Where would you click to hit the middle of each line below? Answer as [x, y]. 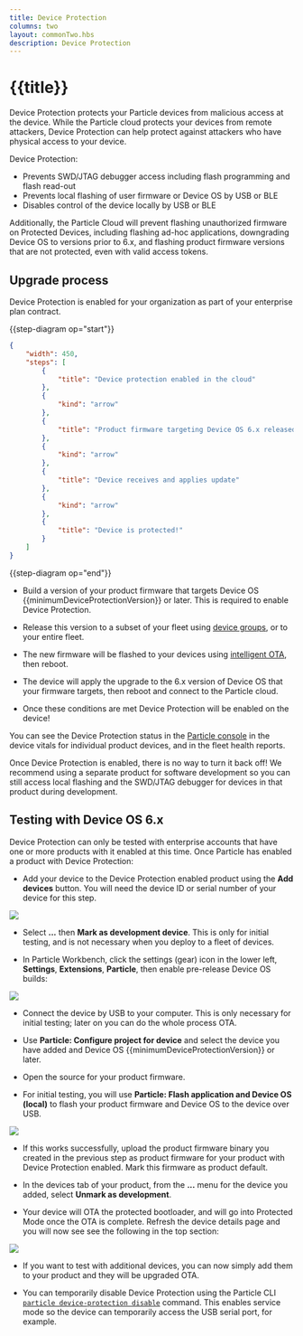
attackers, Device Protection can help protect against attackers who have [146, 132]
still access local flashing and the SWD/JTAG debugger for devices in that [146, 782]
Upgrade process [59, 280]
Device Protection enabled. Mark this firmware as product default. [145, 1167]
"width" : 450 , [52, 353]
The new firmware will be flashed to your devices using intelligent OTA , [154, 654]
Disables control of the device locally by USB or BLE [119, 205]
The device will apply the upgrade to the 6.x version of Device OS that [152, 681]
